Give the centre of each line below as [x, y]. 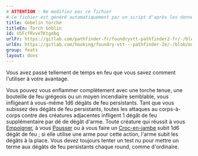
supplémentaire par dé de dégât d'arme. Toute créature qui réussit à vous [96, 121]
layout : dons [22, 56]
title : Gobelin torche [34, 22]
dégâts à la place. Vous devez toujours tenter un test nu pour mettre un [93, 140]
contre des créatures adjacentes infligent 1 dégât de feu [89, 115]
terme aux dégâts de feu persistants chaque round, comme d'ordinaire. [93, 147]
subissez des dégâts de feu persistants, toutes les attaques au [82, 109]
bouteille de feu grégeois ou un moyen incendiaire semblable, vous [88, 96]
